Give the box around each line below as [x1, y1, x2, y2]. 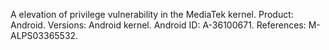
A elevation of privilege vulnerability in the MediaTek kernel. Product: [10, 9, 294, 20]
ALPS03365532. [10, 30, 79, 41]
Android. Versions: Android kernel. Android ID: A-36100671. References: [10, 19, 307, 31]
